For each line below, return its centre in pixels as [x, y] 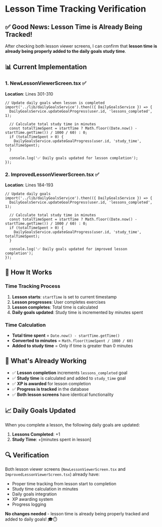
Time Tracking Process [33, 286]
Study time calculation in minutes [45, 489]
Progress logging [29, 504]
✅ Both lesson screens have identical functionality [63, 395]
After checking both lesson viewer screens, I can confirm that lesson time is [81, 46]
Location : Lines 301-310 [29, 94]
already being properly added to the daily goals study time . [66, 51]
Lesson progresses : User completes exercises [59, 302]
